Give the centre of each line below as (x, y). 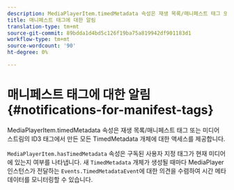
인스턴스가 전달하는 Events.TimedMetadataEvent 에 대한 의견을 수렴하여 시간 (110, 171)
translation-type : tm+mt (43, 26)
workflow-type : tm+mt (39, 40)
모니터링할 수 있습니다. (62, 179)
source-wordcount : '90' (42, 46)
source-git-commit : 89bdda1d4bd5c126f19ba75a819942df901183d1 (99, 33)
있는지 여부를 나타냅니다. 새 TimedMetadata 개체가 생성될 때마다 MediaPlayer (119, 162)
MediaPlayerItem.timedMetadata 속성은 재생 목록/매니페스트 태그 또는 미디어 (114, 130)
